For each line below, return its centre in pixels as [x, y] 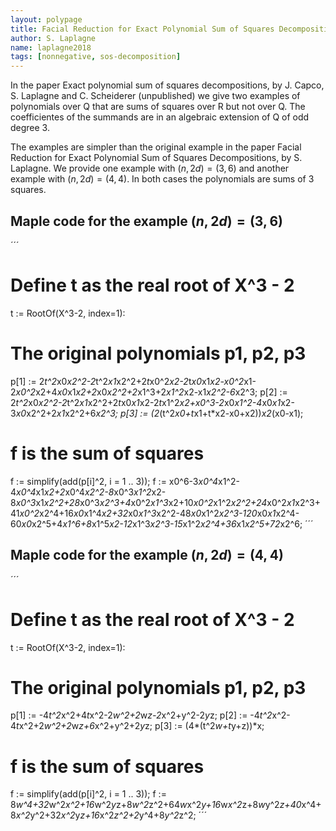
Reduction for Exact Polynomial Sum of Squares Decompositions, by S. [156, 158]
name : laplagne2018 [51, 47]
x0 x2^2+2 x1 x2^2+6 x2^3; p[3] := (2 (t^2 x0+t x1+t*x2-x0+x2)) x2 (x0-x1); [159, 413]
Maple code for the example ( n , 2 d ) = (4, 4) [147, 555]
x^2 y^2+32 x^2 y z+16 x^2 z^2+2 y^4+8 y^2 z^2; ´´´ [111, 815]
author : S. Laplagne [53, 38]
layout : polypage [46, 19]
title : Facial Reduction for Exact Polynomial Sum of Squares [142, 29]
